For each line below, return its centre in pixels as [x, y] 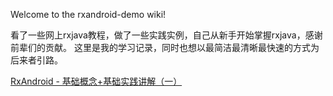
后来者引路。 [36, 60]
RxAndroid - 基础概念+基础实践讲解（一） [96, 81]
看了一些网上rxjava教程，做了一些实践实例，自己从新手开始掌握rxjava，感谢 [166, 35]
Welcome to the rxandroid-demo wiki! [88, 14]
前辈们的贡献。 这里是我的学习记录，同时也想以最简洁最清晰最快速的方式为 [165, 47]
